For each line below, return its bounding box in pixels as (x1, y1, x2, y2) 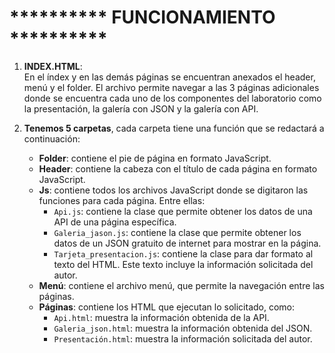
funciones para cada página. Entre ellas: (38, 194, 206, 206)
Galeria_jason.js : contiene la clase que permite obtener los (53, 226, 302, 238)
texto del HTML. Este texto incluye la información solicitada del (53, 258, 314, 270)
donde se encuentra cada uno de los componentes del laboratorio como (23, 92, 322, 104)
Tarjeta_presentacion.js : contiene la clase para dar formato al (53, 247, 314, 260)
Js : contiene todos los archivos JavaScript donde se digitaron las (38, 184, 309, 196)
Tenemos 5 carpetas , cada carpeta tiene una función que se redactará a (23, 122, 325, 134)
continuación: (23, 132, 81, 145)
